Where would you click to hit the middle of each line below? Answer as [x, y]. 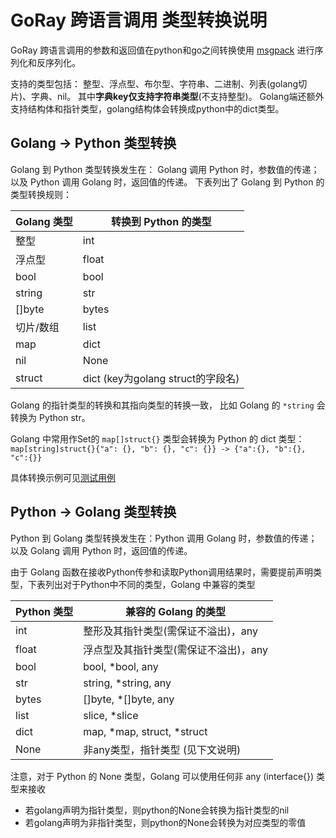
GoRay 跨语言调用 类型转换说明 [139, 20]
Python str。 [64, 417]
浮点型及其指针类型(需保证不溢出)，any [175, 649]
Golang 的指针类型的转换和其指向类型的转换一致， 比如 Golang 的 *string [162, 405]
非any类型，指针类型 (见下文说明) [162, 749]
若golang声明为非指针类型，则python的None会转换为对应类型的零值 [165, 822]
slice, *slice [111, 715]
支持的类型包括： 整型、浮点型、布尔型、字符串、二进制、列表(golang [154, 83]
